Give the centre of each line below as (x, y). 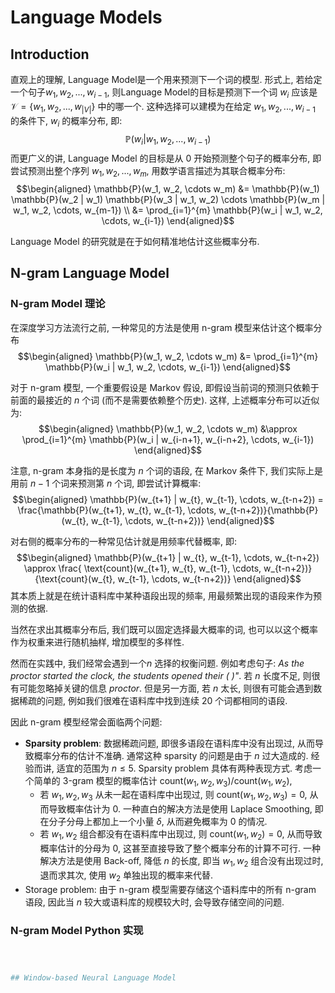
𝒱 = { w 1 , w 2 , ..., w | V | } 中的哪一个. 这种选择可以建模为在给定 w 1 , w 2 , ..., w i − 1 (163, 107)
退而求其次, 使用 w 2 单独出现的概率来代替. (126, 876)
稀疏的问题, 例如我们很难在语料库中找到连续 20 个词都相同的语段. (153, 700)
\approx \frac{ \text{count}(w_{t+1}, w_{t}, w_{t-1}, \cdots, (142, 568)
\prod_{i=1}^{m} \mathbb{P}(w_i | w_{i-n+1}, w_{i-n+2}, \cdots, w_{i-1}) (168, 439)
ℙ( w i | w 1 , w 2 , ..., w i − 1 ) (168, 140)
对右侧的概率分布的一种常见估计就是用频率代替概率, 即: (124, 541)
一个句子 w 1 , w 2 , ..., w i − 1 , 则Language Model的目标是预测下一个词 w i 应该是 (164, 93)
